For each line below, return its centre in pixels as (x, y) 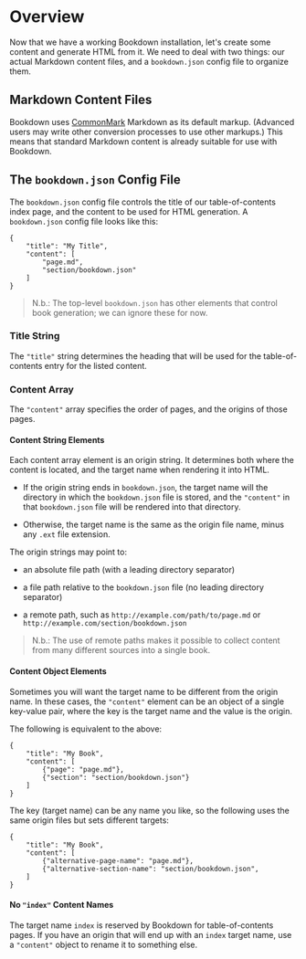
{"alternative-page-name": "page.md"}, (118, 860)
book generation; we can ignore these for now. (120, 312)
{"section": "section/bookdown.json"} (116, 777)
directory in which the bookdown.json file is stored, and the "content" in (156, 497)
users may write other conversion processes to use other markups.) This (146, 132)
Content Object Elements (58, 671)
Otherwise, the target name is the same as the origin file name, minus (153, 525)
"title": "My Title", (67, 246)
